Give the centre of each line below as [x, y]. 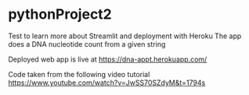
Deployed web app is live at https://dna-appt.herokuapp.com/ [108, 59]
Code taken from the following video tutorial [79, 74]
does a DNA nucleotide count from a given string [87, 44]
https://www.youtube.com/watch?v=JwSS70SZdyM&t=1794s [107, 83]
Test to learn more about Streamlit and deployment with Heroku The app [125, 36]
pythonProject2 [60, 14]
